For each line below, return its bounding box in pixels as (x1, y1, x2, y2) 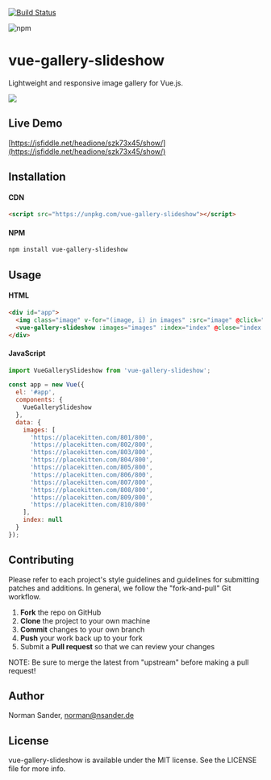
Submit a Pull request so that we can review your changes (19, 641, 215, 651)
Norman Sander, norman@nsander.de (8, 711, 135, 720)
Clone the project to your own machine (19, 615, 151, 625)
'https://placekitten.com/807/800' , (29, 478, 153, 486)
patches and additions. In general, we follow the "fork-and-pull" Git (8, 583, 231, 593)
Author (8, 690, 44, 703)
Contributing (8, 553, 74, 567)
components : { (15, 396, 63, 404)
